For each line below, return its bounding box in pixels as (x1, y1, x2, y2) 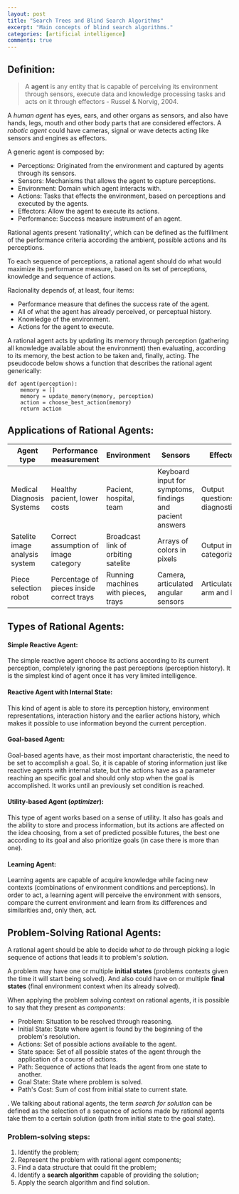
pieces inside (51, 583, 96, 593)
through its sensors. (17, 169, 77, 177)
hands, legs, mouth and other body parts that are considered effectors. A (7, 118, 222, 127)
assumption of (51, 540, 100, 550)
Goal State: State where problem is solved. (17, 1077, 143, 1086)
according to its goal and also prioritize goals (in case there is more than (7, 836, 219, 844)
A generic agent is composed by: (7, 147, 105, 156)
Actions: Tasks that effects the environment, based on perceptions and (17, 192, 226, 200)
